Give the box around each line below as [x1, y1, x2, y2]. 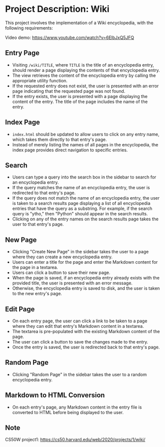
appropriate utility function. [12, 77, 68, 83]
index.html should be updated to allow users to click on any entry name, [12, 131, 160, 137]
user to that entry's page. [12, 221, 64, 227]
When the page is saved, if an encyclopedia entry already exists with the [12, 275, 160, 281]
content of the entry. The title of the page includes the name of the [12, 99, 148, 104]
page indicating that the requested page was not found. [12, 88, 126, 94]
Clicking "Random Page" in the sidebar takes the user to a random [12, 371, 147, 378]
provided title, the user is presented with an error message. [12, 280, 133, 286]
